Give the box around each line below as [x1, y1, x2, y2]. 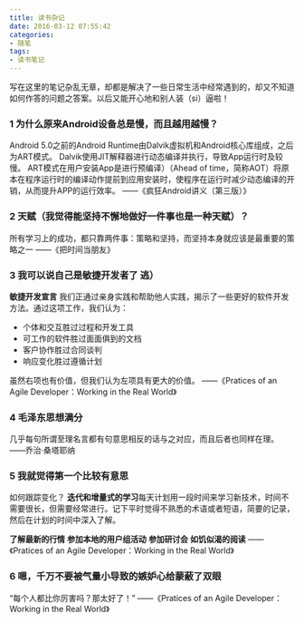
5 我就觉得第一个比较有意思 [9, 470, 129, 482]
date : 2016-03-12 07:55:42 [9, 22, 111, 31]
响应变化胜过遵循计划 [22, 355, 102, 366]
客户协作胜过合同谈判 [22, 344, 102, 355]
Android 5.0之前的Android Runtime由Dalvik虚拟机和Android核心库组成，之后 [9, 140, 294, 151]
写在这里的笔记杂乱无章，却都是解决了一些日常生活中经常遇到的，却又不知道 [9, 82, 295, 92]
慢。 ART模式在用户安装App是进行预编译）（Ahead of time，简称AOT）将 [9, 162, 282, 173]
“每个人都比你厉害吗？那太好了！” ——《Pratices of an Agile [9, 592, 234, 603]
